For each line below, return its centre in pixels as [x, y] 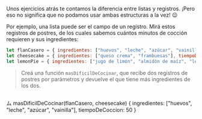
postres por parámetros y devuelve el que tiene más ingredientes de [106, 79]
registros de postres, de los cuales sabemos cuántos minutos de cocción [97, 33]
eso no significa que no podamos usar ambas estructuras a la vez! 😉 [92, 15]
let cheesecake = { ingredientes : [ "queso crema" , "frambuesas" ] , [91, 56]
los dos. [31, 86]
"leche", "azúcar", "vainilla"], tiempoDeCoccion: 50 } [71, 109]
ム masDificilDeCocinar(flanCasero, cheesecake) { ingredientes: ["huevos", [99, 103]
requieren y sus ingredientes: [42, 39]
